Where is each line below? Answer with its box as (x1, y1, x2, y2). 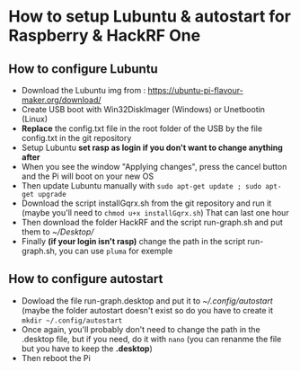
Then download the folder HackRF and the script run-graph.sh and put (21, 217, 284, 227)
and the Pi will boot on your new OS (21, 171, 154, 181)
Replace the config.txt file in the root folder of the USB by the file (21, 123, 262, 134)
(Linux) (21, 114, 49, 124)
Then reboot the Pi (21, 352, 91, 363)
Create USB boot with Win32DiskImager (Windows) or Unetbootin (21, 104, 266, 114)
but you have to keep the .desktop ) (21, 343, 154, 354)
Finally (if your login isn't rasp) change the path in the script (21, 236, 246, 246)
